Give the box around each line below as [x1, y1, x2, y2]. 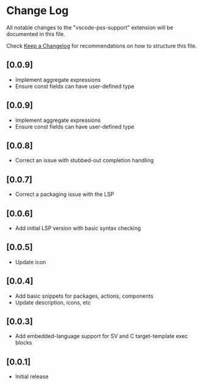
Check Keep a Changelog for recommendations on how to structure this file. [6, 42, 198, 49]
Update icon [15, 258, 46, 265]
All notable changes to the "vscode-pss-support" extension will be [6, 24, 174, 31]
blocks [15, 339, 32, 347]
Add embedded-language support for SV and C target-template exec [15, 333, 188, 340]
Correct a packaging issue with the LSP [15, 190, 114, 198]
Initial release [15, 373, 49, 380]
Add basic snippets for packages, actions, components [15, 292, 154, 300]
